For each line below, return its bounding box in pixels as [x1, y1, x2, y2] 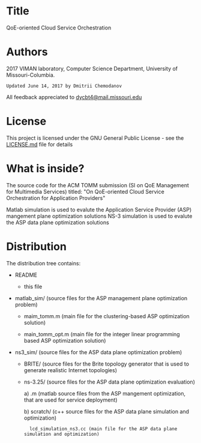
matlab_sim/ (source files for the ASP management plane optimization [14, 294, 188, 301]
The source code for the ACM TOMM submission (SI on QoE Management [6, 181, 189, 188]
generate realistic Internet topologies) [23, 366, 118, 373]
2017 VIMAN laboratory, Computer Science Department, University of [6, 65, 178, 72]
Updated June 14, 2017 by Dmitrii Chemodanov [6, 83, 122, 89]
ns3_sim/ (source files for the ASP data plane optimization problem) [14, 348, 182, 355]
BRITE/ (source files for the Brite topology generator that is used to [23, 360, 190, 367]
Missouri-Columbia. [6, 71, 55, 79]
